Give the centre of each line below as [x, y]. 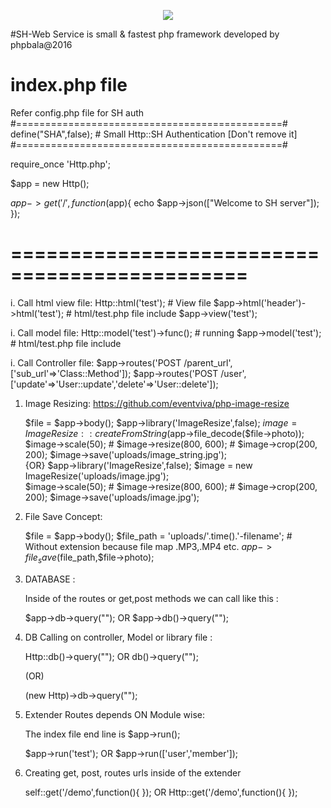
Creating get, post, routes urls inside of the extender [133, 772]
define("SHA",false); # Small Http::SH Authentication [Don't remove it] [154, 134]
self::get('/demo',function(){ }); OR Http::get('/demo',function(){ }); [161, 792]
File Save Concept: [63, 516]
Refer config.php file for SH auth [77, 112]
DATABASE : [50, 579]
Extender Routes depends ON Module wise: [115, 714]
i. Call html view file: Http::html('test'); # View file [111, 302]
